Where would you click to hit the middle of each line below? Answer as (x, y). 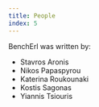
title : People (32, 16)
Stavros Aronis (44, 62)
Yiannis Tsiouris (46, 96)
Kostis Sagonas (46, 87)
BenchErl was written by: (49, 46)
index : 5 (23, 23)
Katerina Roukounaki (54, 79)
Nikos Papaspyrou (50, 70)
